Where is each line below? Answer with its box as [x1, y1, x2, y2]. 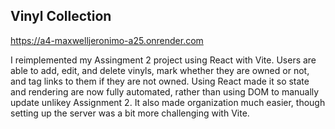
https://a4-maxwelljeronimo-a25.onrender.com [10, 34, 204, 46]
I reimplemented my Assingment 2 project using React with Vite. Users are [10, 54, 317, 66]
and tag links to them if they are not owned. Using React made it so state [10, 75, 310, 87]
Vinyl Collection [10, 8, 112, 25]
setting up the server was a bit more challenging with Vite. [10, 107, 250, 119]
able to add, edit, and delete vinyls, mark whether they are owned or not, [10, 64, 310, 76]
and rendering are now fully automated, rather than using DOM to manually [10, 85, 320, 98]
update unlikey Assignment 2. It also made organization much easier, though [10, 96, 326, 108]
